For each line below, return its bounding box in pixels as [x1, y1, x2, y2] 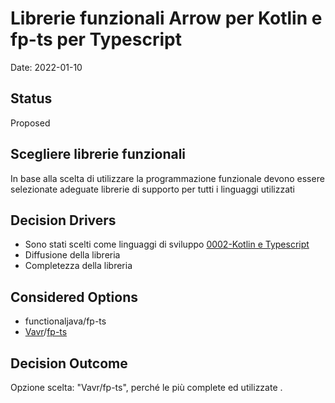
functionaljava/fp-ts [24, 315, 107, 327]
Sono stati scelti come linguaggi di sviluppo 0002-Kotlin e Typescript [24, 238, 310, 251]
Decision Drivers [10, 212, 117, 229]
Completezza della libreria [24, 260, 133, 272]
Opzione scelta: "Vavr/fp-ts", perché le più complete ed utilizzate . [10, 382, 283, 393]
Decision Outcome [10, 355, 128, 372]
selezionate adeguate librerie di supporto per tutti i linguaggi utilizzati [10, 183, 295, 195]
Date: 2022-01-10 [10, 61, 83, 73]
